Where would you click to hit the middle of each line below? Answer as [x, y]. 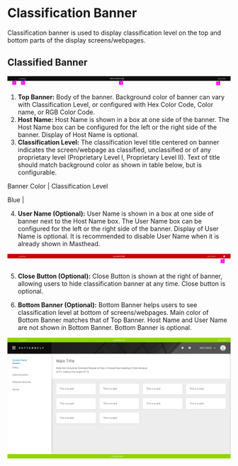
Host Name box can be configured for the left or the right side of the [117, 127]
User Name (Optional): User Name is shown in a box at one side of [115, 213]
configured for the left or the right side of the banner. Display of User [118, 229]
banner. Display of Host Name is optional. [78, 135]
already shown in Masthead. [59, 244]
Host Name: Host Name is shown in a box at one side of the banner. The [124, 120]
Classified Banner [47, 63]
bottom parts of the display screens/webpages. [76, 40]
